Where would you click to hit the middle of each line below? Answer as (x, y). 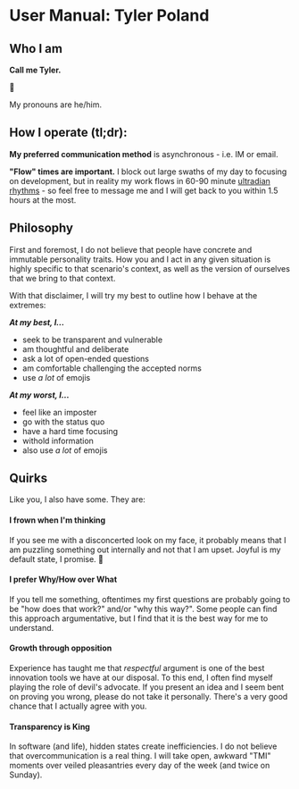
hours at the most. (43, 200)
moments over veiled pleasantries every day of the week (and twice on (140, 766)
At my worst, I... (39, 395)
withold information (58, 441)
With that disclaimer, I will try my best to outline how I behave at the (133, 295)
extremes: (28, 305)
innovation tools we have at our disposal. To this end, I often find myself (141, 678)
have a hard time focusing (70, 431)
